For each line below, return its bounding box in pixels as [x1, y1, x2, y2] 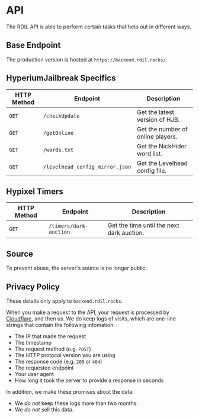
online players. [137, 132, 178, 141]
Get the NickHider [137, 142, 187, 150]
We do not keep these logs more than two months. [14, 400, 138, 407]
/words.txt [43, 146, 74, 153]
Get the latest [137, 108, 175, 116]
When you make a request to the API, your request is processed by [6, 309, 170, 316]
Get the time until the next [107, 221, 179, 229]
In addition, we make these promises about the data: [6, 388, 134, 395]
